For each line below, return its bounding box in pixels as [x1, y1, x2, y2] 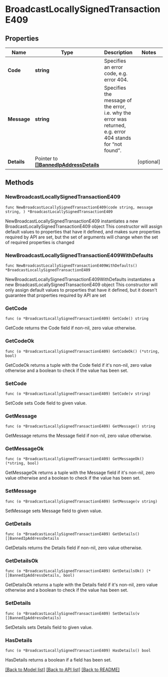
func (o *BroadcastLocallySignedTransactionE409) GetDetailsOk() [5, 569, 144, 574]
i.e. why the [104, 109, 131, 116]
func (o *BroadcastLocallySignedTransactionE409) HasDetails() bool [5, 648, 151, 653]
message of [104, 97, 132, 104]
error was [104, 116, 127, 122]
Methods [5, 178, 34, 187]
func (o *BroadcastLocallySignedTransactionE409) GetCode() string [5, 316, 149, 321]
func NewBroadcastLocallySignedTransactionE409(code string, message [5, 204, 153, 210]
